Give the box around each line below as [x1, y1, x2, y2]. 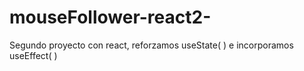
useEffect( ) [9, 49, 58, 61]
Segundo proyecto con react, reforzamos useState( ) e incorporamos [9, 39, 294, 51]
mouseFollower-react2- [9, 6, 212, 29]
